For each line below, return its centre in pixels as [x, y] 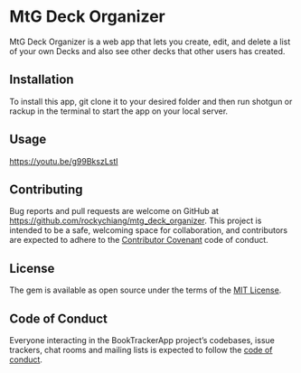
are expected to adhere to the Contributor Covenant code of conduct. [139, 240]
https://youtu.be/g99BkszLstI [64, 161]
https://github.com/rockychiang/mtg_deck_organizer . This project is [136, 221]
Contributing [46, 189]
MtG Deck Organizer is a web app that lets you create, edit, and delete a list [150, 42]
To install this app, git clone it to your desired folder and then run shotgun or [151, 101]
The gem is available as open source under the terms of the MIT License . [146, 290]
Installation [42, 80]
